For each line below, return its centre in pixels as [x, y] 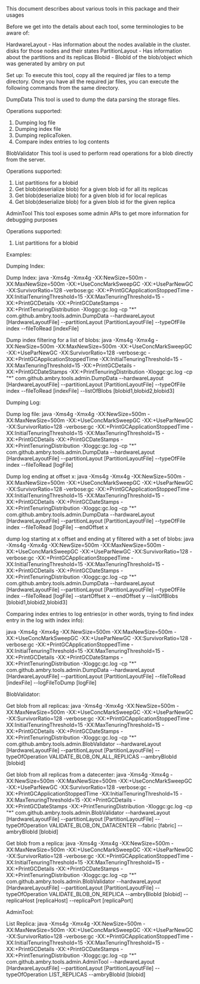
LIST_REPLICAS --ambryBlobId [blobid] [97, 974]
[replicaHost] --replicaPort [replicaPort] [84, 900]
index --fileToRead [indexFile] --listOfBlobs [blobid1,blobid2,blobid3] [90, 391]
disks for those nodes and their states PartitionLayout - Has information [94, 51]
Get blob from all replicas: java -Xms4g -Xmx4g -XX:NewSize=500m [91, 706]
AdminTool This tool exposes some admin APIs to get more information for [98, 213]
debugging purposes [32, 220]
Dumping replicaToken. [43, 135]
